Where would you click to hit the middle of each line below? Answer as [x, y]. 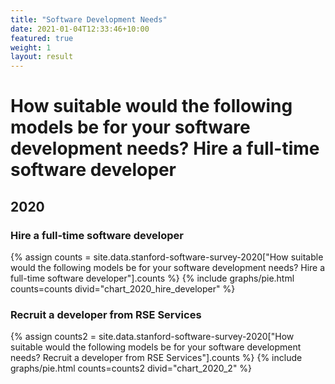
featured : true [42, 38]
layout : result [42, 57]
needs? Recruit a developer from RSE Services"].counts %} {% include [156, 358]
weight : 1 [31, 47]
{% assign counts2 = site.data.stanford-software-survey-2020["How [152, 337]
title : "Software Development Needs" [89, 19]
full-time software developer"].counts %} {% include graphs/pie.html [152, 278]
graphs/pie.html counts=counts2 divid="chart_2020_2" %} [131, 368]
